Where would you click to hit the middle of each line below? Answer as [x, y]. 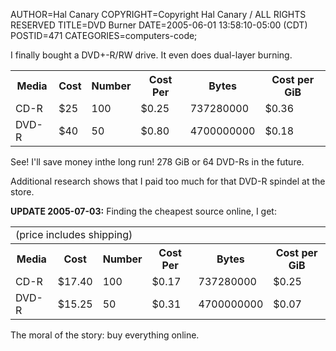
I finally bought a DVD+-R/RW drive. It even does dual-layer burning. [151, 55]
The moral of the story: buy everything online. [105, 335]
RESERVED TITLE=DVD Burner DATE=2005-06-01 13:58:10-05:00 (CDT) [159, 25]
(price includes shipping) [74, 234]
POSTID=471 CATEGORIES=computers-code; [104, 35]
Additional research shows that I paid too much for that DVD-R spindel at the [168, 181]
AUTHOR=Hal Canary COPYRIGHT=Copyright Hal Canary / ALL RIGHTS [158, 14]
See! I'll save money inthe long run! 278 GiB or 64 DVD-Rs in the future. [157, 162]
